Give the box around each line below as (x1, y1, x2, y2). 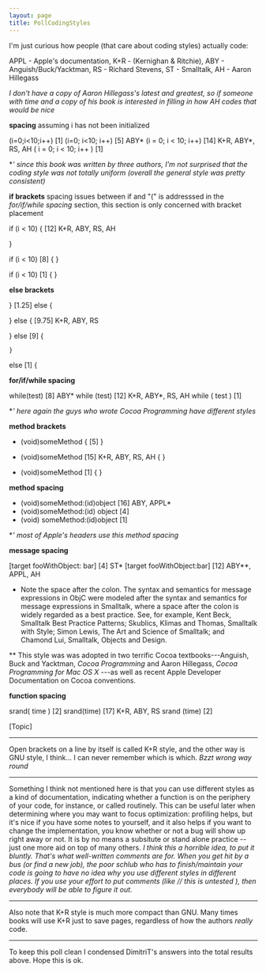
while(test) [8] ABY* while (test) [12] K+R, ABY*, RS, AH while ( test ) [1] (9, 391, 242, 400)
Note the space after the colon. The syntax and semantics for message (20, 585, 252, 594)
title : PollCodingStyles (9, 19, 91, 27)
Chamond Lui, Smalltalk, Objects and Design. (20, 634, 167, 645)
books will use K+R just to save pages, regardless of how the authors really (9, 915, 253, 926)
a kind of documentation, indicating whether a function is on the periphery (9, 792, 251, 801)
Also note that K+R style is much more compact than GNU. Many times (9, 907, 239, 917)
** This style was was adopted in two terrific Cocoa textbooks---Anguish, (9, 650, 249, 660)
